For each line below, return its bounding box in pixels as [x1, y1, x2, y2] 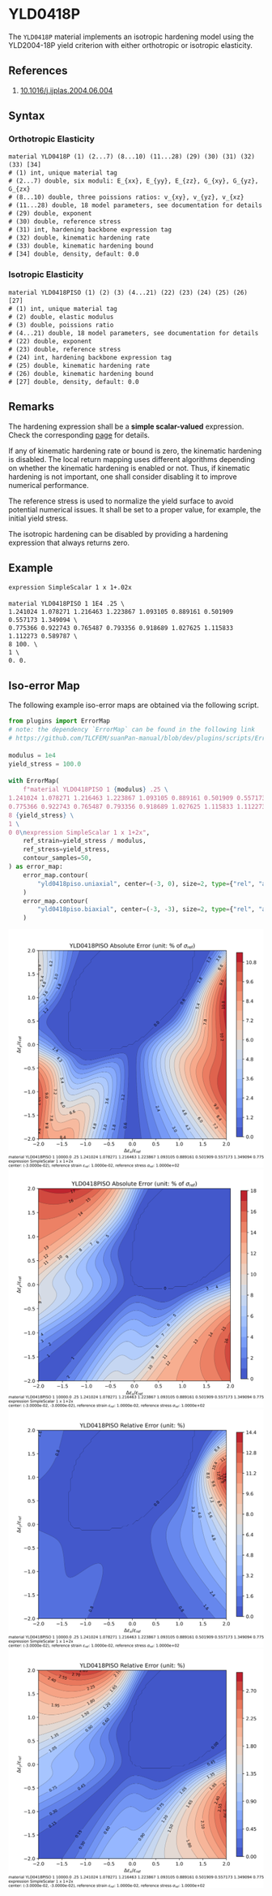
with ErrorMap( [8, 777, 60, 785]
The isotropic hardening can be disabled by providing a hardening [8, 529, 228, 538]
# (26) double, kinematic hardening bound [8, 369, 154, 378]
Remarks [8, 399, 55, 414]
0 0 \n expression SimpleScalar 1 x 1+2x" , [8, 828, 151, 836]
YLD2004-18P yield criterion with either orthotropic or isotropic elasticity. [8, 40, 253, 50]
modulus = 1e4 [8, 751, 57, 759]
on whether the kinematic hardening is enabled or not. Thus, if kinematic [8, 463, 251, 473]
